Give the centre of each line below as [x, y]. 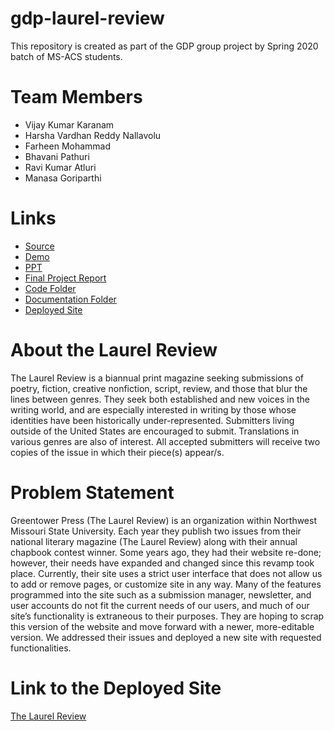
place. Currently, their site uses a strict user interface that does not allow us [166, 573]
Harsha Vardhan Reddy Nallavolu [93, 135]
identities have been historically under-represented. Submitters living [152, 420]
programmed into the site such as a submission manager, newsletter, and [161, 594]
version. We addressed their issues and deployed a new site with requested [166, 637]
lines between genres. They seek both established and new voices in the [160, 399]
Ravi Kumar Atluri [60, 167]
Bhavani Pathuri [57, 156]
